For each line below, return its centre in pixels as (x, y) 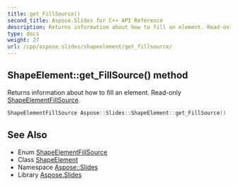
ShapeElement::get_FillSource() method (98, 75)
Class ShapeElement (48, 159)
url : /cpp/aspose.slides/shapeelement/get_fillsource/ (90, 47)
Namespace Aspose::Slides (58, 167)
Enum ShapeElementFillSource (62, 152)
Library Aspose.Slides (50, 175)
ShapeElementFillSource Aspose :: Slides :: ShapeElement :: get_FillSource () (117, 113)
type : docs (23, 34)
